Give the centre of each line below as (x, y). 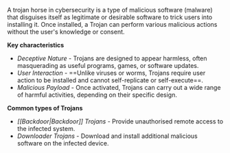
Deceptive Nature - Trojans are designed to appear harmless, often (112, 58)
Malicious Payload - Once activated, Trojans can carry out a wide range (119, 87)
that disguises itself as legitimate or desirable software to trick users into (110, 17)
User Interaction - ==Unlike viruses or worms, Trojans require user (111, 73)
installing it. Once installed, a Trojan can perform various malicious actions (112, 24)
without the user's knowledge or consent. (66, 32)
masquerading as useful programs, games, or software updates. (108, 66)
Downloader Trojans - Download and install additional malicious (107, 136)
